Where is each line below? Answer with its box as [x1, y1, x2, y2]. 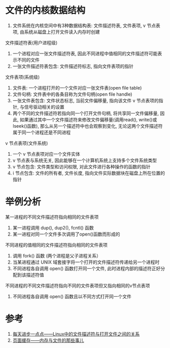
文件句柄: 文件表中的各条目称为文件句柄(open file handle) [12, 91, 132, 97]
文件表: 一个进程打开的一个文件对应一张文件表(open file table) [12, 84, 142, 91]
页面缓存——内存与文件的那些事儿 [12, 337, 84, 343]
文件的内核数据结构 [5, 5, 86, 16]
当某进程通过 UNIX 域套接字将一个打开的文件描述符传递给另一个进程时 [12, 259, 160, 265]
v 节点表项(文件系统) [5, 140, 48, 146]
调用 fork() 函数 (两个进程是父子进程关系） [12, 252, 101, 258]
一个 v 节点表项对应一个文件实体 [12, 151, 80, 157]
